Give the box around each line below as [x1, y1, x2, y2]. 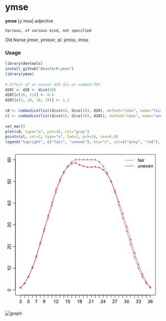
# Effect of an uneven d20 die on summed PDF [5, 82, 100, 87]
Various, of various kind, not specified [5, 28, 92, 33]
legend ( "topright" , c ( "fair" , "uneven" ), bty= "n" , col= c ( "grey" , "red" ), [5, 139, 161, 145]
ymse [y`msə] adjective [5, 18, 53, 24]
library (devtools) [5, 61, 43, 66]
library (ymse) [5, 71, 35, 76]
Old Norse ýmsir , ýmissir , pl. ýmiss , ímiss [5, 37, 89, 43]
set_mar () [5, 124, 26, 129]
